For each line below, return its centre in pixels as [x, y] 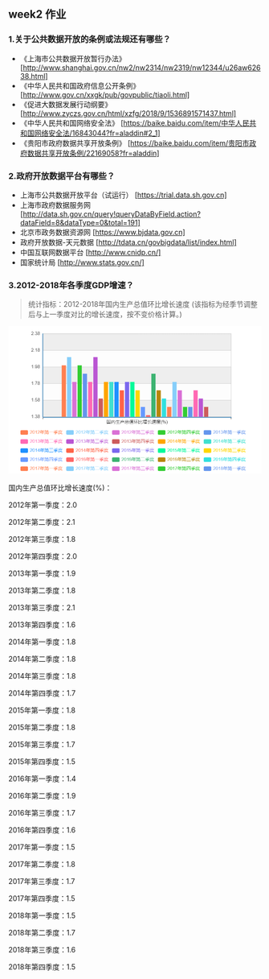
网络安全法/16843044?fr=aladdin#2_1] [97, 133]
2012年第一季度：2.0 [43, 505]
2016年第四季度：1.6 [42, 830]
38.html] [34, 76]
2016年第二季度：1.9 [42, 796]
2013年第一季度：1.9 [42, 573]
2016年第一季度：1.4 [42, 779]
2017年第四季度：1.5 [42, 898]
